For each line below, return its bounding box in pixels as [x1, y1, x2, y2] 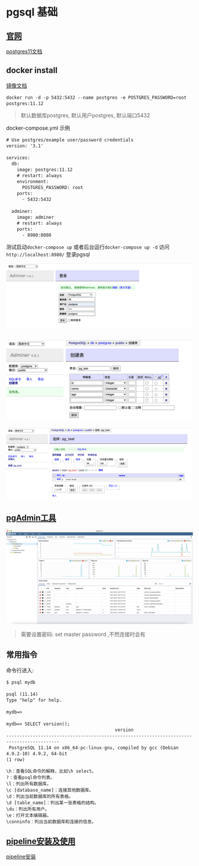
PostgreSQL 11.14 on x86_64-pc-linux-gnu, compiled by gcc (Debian [8, 745, 179, 751]
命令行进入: [6, 667, 34, 674]
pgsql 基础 [6, 5, 58, 19]
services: [6, 155, 31, 161]
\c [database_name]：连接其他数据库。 [6, 787, 94, 793]
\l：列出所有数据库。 [6, 780, 52, 787]
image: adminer [17, 214, 54, 220]
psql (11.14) [6, 691, 38, 697]
